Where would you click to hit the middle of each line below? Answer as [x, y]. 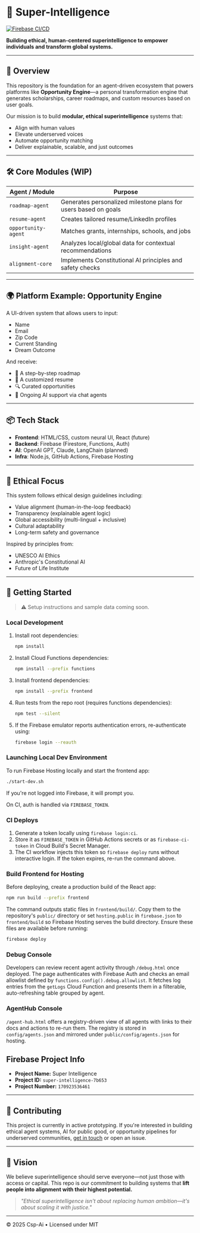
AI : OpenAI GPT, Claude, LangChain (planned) [71, 450]
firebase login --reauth [46, 742]
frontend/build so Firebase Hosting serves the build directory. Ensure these [100, 922]
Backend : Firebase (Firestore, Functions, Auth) [72, 444]
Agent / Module [32, 192]
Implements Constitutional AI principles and [121, 260]
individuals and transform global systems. [60, 47]
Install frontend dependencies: [52, 680]
